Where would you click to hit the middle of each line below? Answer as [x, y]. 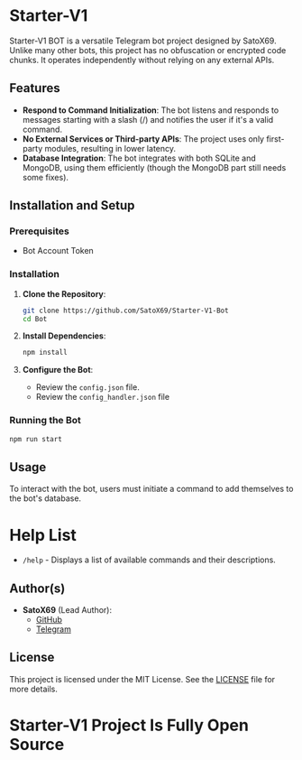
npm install [45, 353]
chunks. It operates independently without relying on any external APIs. [142, 60]
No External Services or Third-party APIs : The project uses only [143, 139]
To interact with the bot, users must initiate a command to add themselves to [151, 489]
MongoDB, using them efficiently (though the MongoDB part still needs [154, 167]
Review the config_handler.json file [102, 397]
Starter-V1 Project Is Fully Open [129, 725]
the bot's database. [46, 498]
